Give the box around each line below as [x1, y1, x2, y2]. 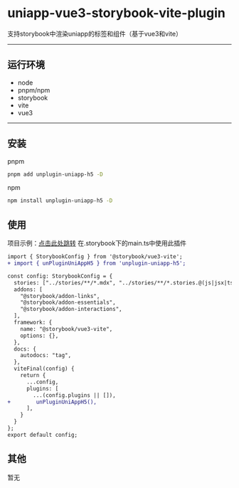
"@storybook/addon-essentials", [20, 299, 116, 307]
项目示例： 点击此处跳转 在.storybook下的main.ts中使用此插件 [7, 239, 187, 248]
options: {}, [20, 332, 59, 339]
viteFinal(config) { [14, 365, 75, 373]
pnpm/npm [17, 85, 51, 94]
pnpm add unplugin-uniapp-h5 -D [7, 171, 103, 178]
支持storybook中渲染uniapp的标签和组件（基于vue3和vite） [7, 29, 183, 38]
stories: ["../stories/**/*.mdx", [14, 279, 116, 286]
